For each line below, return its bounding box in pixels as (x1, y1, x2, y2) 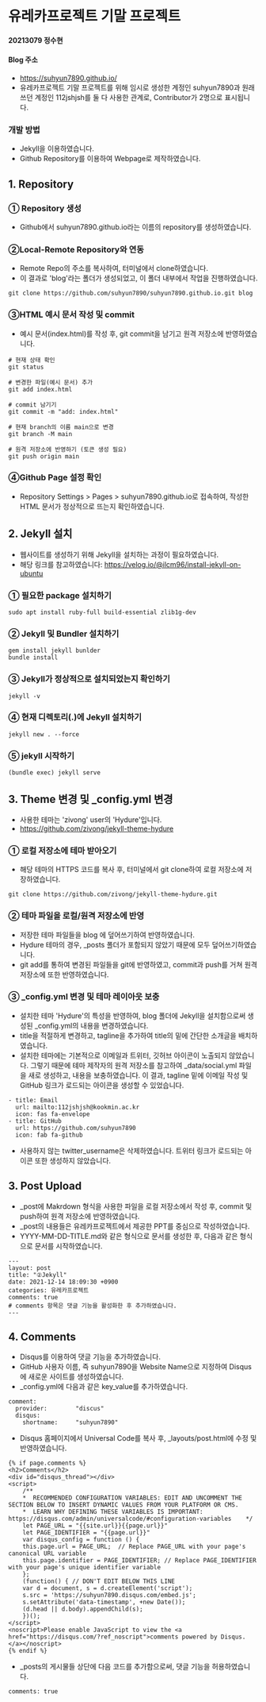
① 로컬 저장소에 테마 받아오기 (8, 845, 117, 856)
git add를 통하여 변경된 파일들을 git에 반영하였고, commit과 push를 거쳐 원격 (19, 959, 257, 969)
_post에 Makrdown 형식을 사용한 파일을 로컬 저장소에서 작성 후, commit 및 (19, 1201, 253, 1211)
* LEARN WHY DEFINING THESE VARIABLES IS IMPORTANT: (22, 1508, 203, 1516)
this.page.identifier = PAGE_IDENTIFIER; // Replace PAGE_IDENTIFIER (22, 1557, 257, 1565)
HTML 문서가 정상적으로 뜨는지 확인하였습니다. (19, 501, 165, 511)
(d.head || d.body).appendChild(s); (22, 1605, 144, 1613)
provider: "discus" (15, 1405, 104, 1413)
